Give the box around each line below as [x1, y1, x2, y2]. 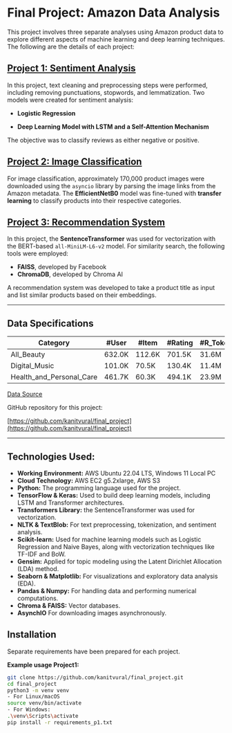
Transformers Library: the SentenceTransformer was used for [17, 506, 195, 514]
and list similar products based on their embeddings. [7, 291, 157, 299]
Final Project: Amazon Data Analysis [7, 5, 220, 21]
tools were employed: [7, 249, 69, 257]
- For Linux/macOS [7, 694, 60, 700]
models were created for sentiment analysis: [7, 96, 133, 104]
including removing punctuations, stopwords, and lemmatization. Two [7, 88, 205, 96]
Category [38, 338, 70, 347]
